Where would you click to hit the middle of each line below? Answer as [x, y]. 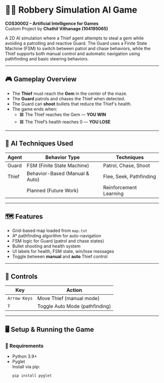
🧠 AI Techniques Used [39, 144]
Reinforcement [120, 187]
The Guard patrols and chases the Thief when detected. [69, 98]
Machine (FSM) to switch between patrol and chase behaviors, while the [78, 48]
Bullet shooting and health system [46, 246]
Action [74, 290]
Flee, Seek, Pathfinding [130, 176]
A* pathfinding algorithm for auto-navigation [57, 236]
